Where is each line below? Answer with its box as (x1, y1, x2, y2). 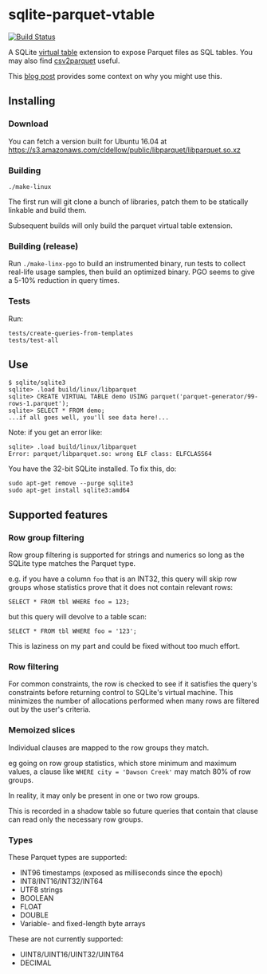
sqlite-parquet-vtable (8, 6, 155, 24)
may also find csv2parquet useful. (8, 56, 120, 65)
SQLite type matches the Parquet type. (8, 559, 136, 568)
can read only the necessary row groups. (8, 815, 143, 824)
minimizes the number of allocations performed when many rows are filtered (8, 696, 260, 706)
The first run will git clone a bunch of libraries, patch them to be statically (8, 197, 249, 206)
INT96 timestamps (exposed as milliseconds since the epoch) (19, 867, 223, 878)
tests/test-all (8, 336, 59, 344)
